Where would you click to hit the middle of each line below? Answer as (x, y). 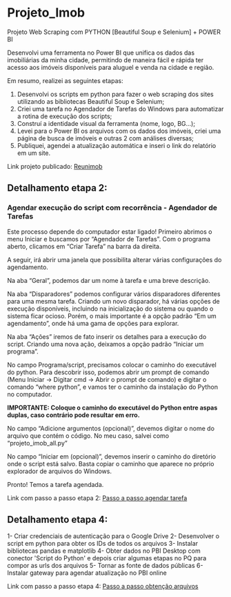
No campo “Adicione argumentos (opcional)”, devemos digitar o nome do (111, 428)
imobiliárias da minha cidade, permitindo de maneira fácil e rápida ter (106, 59)
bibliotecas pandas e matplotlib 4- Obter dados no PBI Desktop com (104, 551)
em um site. (34, 153)
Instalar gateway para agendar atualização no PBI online (87, 573)
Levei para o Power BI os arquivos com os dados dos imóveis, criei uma (119, 131)
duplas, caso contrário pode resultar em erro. (73, 415)
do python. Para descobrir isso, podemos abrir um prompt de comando (108, 372)
